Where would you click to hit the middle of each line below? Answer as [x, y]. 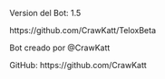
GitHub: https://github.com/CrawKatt [78, 65]
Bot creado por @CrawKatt [60, 48]
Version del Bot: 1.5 [45, 13]
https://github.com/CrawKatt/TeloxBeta [83, 30]
